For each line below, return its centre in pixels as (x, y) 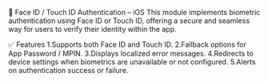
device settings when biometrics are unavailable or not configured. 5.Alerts (132, 62)
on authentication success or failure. (68, 70)
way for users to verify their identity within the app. (92, 29)
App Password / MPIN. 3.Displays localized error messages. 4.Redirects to (131, 53)
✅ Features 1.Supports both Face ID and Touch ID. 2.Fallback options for (127, 44)
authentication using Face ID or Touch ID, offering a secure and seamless (129, 21)
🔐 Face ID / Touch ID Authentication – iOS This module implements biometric (134, 12)
